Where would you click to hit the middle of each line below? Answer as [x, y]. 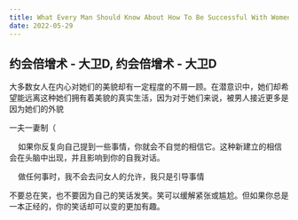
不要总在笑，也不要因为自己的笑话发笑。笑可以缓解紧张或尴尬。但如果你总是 [149, 195]
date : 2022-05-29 [41, 26]
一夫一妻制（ [32, 128]
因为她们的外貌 [36, 109]
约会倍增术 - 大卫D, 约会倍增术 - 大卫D [113, 63]
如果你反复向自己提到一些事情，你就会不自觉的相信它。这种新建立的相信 [149, 146]
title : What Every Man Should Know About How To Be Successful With [138, 17]
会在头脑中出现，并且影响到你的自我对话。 [87, 158]
